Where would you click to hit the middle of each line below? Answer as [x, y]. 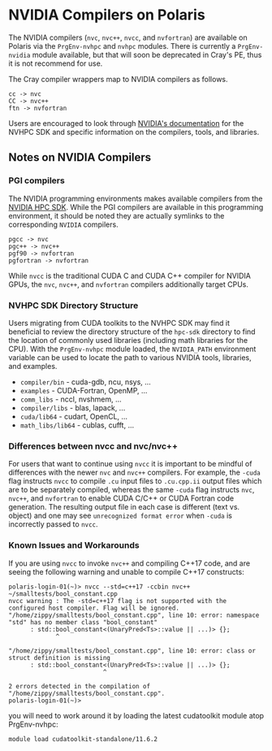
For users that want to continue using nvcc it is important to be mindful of [130, 464]
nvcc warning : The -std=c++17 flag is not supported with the [118, 601]
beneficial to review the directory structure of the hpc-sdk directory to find [132, 332]
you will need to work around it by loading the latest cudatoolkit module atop [136, 715]
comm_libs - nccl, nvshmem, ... [71, 399]
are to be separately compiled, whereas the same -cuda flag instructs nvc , [132, 490]
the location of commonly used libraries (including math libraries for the [128, 340]
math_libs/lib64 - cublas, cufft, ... [77, 425]
